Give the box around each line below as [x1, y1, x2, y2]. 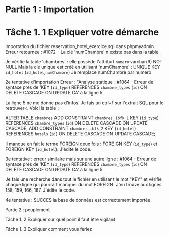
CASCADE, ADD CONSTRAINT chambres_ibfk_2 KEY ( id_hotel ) [5, 125, 136, 132]
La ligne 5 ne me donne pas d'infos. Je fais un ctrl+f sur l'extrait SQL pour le [5, 100, 164, 106]
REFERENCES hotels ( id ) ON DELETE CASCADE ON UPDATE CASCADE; [5, 131, 156, 137]
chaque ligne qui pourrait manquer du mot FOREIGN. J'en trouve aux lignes [5, 182, 162, 188]
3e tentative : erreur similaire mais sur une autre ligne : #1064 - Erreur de [5, 156, 157, 162]
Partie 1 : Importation [5, 4, 94, 15]
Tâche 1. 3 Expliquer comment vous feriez [5, 226, 92, 232]
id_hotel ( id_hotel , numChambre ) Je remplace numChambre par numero [5, 69, 152, 75]
